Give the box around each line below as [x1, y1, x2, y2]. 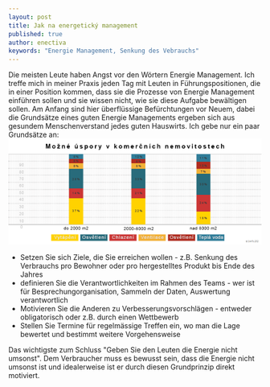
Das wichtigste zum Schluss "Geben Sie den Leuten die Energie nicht [8, 345, 238, 355]
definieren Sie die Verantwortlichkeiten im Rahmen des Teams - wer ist [19, 278, 256, 288]
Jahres [19, 270, 43, 279]
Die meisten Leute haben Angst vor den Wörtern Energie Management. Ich [8, 70, 256, 80]
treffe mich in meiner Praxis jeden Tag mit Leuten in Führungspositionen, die [8, 79, 261, 89]
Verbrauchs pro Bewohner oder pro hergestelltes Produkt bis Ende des [19, 261, 256, 271]
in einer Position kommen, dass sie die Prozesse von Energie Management [8, 87, 255, 97]
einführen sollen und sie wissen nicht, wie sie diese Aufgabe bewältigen [8, 96, 247, 105]
